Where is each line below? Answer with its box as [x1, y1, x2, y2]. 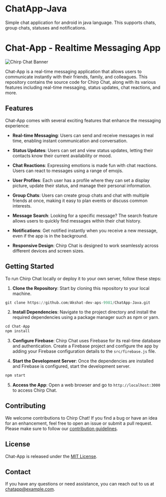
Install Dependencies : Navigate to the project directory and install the [12, 309, 157, 315]
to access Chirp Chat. [12, 387, 57, 393]
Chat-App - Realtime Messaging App [5, 42, 161, 54]
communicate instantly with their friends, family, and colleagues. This [5, 73, 148, 80]
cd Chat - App [5, 324, 30, 329]
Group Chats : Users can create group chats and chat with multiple [12, 192, 150, 198]
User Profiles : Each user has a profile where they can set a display [12, 177, 150, 183]
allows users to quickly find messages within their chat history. [12, 218, 142, 224]
